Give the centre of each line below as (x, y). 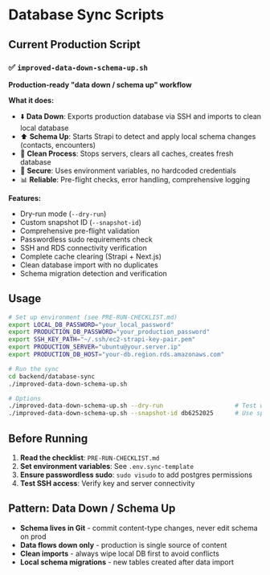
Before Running (48, 438)
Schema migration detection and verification (93, 273)
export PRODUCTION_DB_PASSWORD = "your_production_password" (109, 332)
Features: (25, 198)
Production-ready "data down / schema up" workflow (100, 84)
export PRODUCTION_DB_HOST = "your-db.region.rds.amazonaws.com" (117, 355)
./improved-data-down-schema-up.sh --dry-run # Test (133, 406)
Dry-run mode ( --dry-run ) (63, 214)
